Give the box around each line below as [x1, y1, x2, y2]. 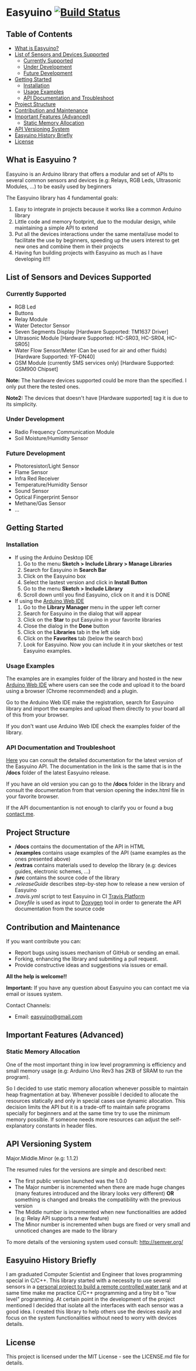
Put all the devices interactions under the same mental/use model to [14, 230, 179, 237]
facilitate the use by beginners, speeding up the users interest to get [14, 237, 180, 244]
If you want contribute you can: [6, 938, 82, 945]
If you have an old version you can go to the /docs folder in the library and [6, 780, 185, 787]
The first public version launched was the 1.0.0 [14, 1177, 128, 1184]
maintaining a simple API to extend [14, 224, 98, 231]
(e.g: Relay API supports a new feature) [14, 1215, 109, 1222]
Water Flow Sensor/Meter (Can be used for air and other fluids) [14, 347, 167, 354]
